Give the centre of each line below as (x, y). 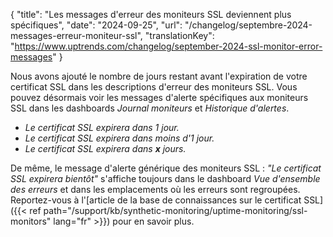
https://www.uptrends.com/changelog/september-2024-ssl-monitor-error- (168, 46)
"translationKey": (179, 35)
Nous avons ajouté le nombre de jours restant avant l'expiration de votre (159, 76)
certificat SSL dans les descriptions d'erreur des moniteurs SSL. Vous (154, 87)
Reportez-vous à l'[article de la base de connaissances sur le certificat (156, 200)
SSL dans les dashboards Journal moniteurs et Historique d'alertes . (150, 108)
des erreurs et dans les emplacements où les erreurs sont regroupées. (155, 189)
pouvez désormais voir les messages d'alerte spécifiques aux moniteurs (159, 97)
